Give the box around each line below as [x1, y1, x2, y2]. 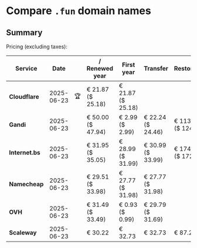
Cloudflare [9, 93, 39, 100]
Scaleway [9, 229, 37, 236]
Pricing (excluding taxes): [6, 43, 68, 50]
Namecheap [9, 180, 44, 188]
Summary [6, 28, 43, 38]
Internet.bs [9, 149, 41, 156]
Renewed [86, 65, 113, 72]
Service [15, 65, 38, 72]
